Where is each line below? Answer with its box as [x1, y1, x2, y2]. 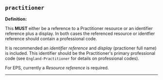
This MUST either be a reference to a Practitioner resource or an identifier [5, 25, 153, 31]
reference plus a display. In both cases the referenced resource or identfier [5, 31, 155, 36]
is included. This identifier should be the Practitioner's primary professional [5, 50, 155, 56]
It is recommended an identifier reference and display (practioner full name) [5, 45, 157, 51]
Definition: [5, 16, 27, 22]
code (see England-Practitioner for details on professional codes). [5, 55, 139, 61]
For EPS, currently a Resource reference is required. [5, 64, 109, 70]
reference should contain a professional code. [5, 35, 97, 41]
